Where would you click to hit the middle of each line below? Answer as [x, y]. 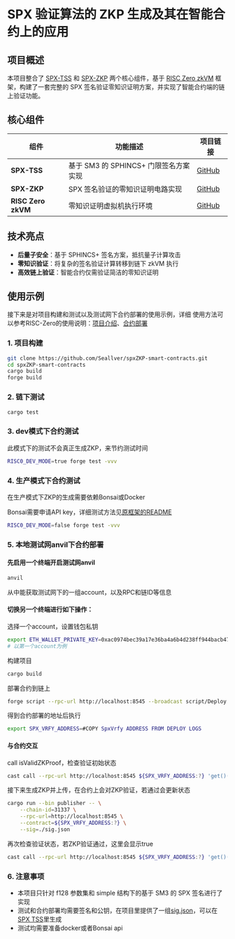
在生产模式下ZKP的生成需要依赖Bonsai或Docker [76, 497]
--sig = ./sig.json [45, 829]
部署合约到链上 [29, 688]
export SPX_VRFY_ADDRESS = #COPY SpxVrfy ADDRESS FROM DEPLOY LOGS [104, 729]
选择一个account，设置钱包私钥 [53, 626]
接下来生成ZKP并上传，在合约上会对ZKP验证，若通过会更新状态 [99, 790]
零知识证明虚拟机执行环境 [110, 205]
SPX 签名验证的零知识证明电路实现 [125, 189]
